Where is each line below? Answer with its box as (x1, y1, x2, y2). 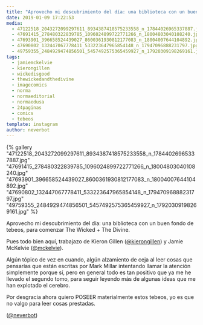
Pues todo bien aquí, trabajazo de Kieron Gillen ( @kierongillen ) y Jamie (6, 238, 184, 245)
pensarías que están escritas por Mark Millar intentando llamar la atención (6, 263, 191, 269)
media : (6, 20, 23, 26)
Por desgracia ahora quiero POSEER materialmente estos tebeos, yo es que (6, 294, 195, 300)
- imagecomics (11, 82, 47, 88)
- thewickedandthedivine (11, 76, 74, 82)
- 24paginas (11, 104, 42, 111)
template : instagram (6, 122, 59, 128)
